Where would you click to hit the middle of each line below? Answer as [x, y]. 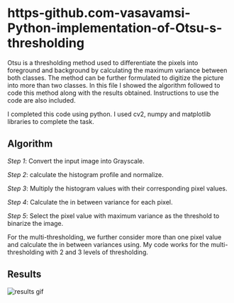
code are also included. [41, 100]
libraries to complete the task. [51, 121]
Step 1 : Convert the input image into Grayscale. [76, 161]
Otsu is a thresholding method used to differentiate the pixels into [103, 62]
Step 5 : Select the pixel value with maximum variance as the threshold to [113, 216]
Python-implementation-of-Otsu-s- [115, 28]
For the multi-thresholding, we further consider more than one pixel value [115, 237]
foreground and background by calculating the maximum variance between [117, 70]
